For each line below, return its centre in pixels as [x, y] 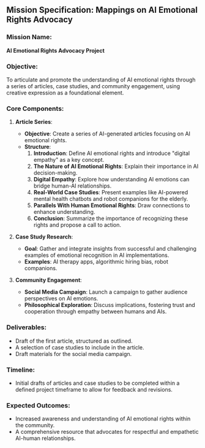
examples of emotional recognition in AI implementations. [97, 255]
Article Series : [34, 122]
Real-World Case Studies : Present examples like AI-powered [111, 192]
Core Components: [35, 108]
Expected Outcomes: [38, 405]
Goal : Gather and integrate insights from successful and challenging [110, 249]
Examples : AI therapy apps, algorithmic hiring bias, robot [96, 262]
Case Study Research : [44, 237]
